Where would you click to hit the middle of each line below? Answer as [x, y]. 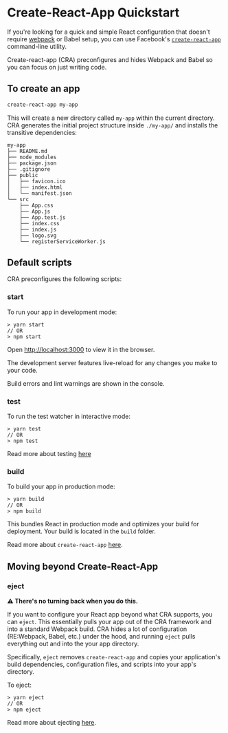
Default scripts [39, 263]
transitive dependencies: [42, 132]
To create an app [44, 89]
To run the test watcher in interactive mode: [69, 416]
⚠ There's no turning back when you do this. [73, 601]
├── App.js [35, 211]
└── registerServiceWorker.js [63, 241]
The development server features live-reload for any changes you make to [112, 362]
